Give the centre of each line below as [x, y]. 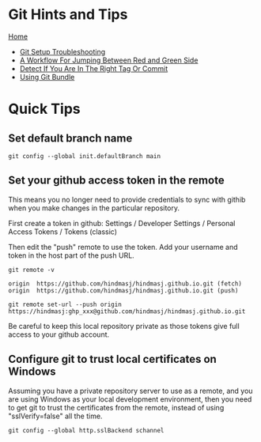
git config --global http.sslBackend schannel [86, 430]
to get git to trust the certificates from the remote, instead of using [116, 407]
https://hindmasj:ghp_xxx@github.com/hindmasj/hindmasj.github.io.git [127, 311]
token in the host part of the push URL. [71, 255]
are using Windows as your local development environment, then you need [130, 399]
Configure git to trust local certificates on [113, 359]
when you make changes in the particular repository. [94, 208]
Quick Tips [44, 109]
